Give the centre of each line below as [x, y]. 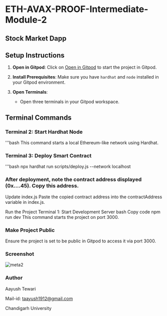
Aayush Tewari [21, 288]
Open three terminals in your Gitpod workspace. [69, 102]
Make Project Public [30, 230]
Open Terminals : [30, 92]
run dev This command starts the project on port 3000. [62, 217]
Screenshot [20, 254]
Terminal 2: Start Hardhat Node [44, 132]
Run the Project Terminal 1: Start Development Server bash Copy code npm [83, 212]
